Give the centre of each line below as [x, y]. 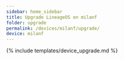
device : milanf [25, 34]
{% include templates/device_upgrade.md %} [62, 50]
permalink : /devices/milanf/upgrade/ [53, 28]
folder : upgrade [26, 23]
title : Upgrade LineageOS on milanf [52, 17]
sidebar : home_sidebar [34, 12]
